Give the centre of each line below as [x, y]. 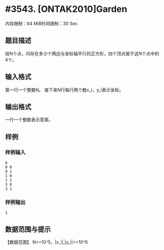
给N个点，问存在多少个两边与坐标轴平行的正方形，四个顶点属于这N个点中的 [82, 54]
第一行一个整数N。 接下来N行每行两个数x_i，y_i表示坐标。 [64, 90]
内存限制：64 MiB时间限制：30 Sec [41, 23]
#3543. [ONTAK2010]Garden [66, 9]
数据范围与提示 [28, 229]
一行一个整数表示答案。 [29, 120]
